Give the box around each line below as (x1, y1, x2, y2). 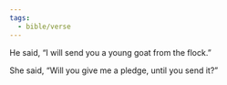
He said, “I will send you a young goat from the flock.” (9, 47, 212, 58)
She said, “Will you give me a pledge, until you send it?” (9, 65, 219, 76)
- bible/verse (17, 22, 71, 31)
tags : (9, 13, 30, 23)
